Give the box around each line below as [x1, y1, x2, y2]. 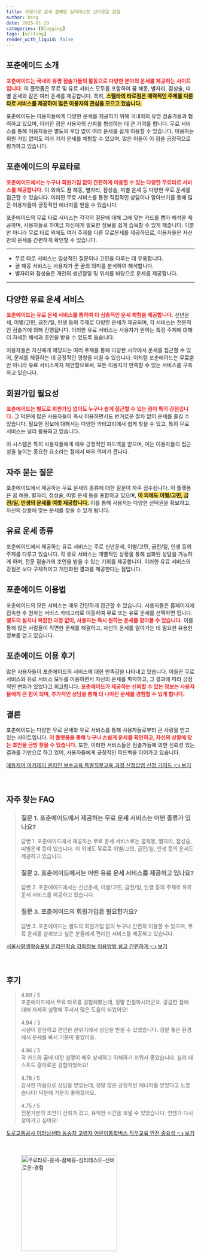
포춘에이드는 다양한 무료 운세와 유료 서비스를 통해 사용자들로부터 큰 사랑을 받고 [6, 726, 190, 734]
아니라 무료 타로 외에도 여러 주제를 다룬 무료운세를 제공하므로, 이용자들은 [12, 229, 182, 236]
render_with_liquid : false [6, 37, 74, 43]
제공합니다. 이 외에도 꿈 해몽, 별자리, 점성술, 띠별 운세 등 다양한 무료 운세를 [17, 186, 191, 193]
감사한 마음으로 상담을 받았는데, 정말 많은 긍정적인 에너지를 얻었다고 [20, 1082, 179, 1089]
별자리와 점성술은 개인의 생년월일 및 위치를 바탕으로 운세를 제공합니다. [14, 269, 178, 277]
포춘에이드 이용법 [6, 584, 66, 595]
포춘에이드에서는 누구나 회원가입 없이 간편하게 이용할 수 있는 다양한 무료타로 [6, 178, 181, 186]
